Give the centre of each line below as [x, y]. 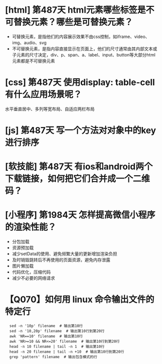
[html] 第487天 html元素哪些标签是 [75, 10]
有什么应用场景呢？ [44, 95]
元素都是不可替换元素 [33, 61]
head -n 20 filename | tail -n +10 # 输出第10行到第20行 [67, 352]
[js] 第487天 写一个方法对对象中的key [81, 131]
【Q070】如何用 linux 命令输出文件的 [80, 300]
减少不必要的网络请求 [33, 278]
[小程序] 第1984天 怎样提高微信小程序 [80, 215]
